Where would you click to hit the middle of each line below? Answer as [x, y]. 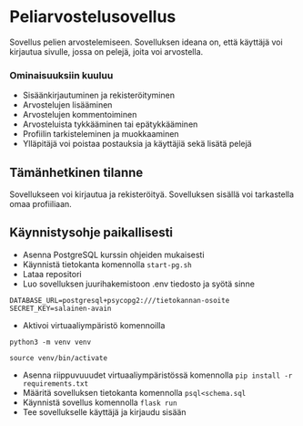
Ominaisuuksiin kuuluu [61, 75]
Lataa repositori [52, 274]
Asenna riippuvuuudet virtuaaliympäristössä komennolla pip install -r [157, 375]
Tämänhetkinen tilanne [76, 172]
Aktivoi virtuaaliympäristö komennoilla [94, 325]
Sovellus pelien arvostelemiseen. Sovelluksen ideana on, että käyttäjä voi [146, 42]
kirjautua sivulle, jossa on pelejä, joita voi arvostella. [106, 51]
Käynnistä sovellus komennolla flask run [100, 402]
